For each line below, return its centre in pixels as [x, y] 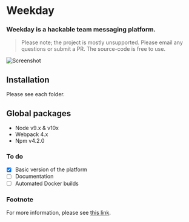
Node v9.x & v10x [37, 128]
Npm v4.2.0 [30, 141]
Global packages [39, 113]
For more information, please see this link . [58, 212]
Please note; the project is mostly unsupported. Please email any [102, 42]
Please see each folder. [35, 94]
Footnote [20, 199]
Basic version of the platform [51, 169]
